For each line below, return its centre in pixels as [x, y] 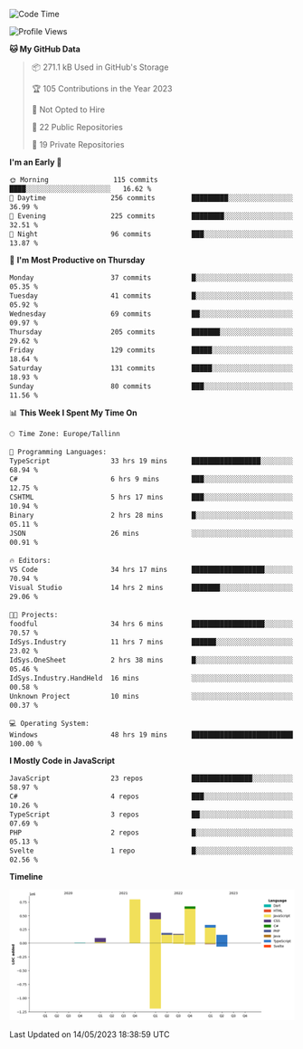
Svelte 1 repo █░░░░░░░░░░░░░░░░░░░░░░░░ [151, 851]
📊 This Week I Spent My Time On [73, 413]
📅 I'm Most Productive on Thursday [77, 260]
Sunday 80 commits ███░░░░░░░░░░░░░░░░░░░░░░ [151, 386]
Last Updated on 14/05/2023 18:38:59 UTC [90, 1035]
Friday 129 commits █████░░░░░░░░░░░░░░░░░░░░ [151, 350]
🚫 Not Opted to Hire [68, 110]
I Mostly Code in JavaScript [62, 761]
